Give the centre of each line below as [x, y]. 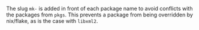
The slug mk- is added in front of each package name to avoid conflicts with [99, 9]
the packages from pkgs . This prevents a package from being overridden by [100, 15]
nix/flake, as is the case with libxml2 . [52, 21]
